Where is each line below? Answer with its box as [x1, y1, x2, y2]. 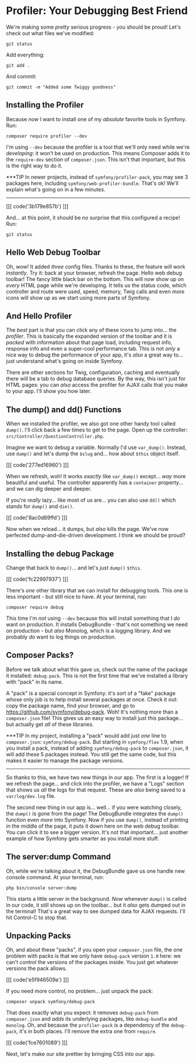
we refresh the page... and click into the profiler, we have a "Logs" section [6, 780, 184, 787]
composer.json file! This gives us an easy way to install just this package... [6, 714, 184, 721]
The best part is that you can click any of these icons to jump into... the [6, 327, 177, 334]
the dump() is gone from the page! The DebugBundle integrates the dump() [6, 810, 184, 817]
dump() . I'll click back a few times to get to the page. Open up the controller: [6, 426, 188, 434]
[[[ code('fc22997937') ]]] [6, 575, 69, 582]
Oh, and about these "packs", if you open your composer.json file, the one [6, 947, 183, 954]
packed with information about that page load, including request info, [6, 339, 173, 346]
